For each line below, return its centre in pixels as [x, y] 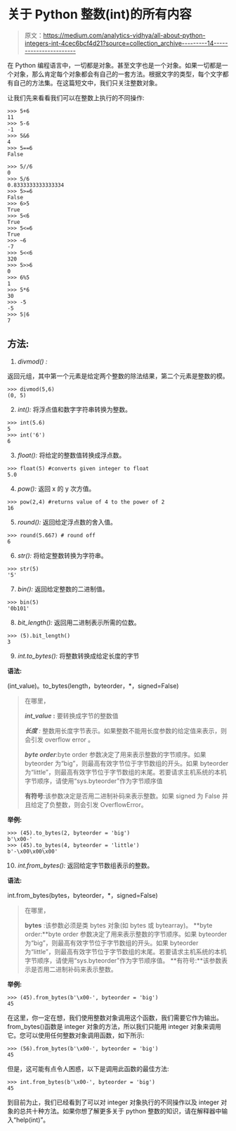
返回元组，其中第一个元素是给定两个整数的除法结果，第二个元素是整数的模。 [118, 376]
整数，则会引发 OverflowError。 [101, 804]
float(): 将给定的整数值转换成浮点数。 [71, 455]
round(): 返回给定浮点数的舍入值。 [67, 522]
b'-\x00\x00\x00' [33, 851]
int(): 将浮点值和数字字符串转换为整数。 [74, 409]
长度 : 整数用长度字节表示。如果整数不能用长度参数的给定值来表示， [123, 730]
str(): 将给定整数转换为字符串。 [62, 555]
